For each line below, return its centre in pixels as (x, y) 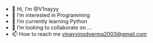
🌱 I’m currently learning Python (49, 21)
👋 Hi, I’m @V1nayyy (35, 9)
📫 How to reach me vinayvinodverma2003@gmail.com (79, 34)
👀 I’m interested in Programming (51, 15)
